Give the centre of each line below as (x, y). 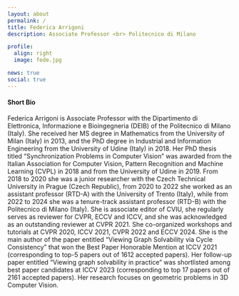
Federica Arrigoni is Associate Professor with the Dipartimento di (103, 118)
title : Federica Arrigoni (46, 27)
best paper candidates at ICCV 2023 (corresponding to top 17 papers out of (119, 270)
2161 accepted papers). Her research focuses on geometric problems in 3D (118, 277)
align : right (33, 53)
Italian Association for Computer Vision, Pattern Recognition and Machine (115, 163)
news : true (24, 73)
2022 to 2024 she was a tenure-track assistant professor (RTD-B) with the (117, 201)
